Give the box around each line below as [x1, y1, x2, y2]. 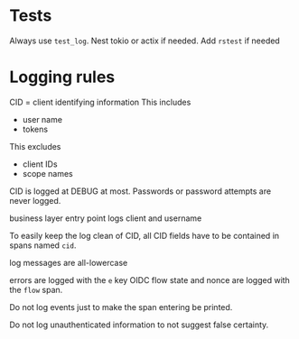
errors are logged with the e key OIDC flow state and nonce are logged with [9, 274, 291, 285]
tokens [22, 124, 48, 134]
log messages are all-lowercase [9, 257, 128, 268]
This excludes [9, 141, 61, 151]
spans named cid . [9, 240, 77, 251]
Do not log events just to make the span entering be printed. [9, 301, 233, 312]
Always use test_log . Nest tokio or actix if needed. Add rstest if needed [9, 35, 280, 46]
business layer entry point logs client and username [9, 213, 202, 224]
